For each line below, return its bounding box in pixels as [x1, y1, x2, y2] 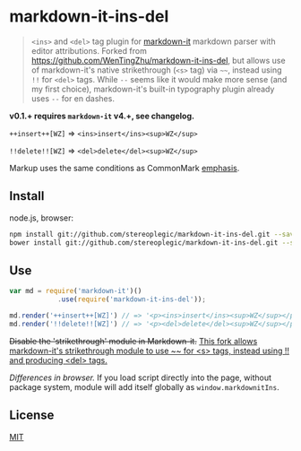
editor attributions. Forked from [30, 45, 148, 56]
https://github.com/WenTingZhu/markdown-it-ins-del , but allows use [30, 55, 286, 65]
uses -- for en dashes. [30, 92, 115, 104]
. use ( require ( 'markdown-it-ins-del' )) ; [56, 295, 206, 304]
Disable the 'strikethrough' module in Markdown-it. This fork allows [9, 335, 258, 346]
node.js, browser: [9, 212, 74, 223]
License [9, 408, 55, 423]
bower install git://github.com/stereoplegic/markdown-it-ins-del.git [9, 238, 279, 247]
